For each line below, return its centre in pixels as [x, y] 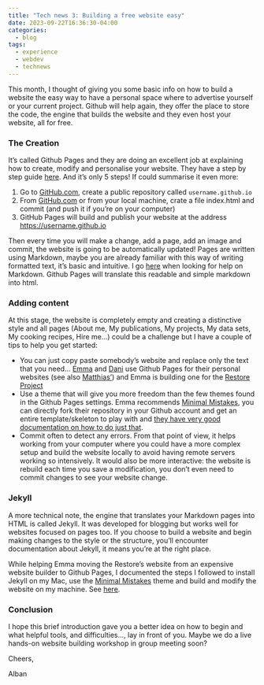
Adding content [39, 302]
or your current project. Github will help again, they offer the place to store [129, 106]
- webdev [30, 60]
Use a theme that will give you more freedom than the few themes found [137, 394]
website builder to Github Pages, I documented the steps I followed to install [132, 572]
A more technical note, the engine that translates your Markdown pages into [132, 515]
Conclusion [31, 609]
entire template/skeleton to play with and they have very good [120, 419]
